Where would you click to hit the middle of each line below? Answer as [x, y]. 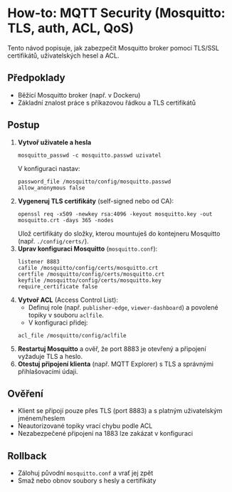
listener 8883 [38, 261]
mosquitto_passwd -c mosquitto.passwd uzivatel [89, 155]
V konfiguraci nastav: [49, 168]
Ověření [26, 393]
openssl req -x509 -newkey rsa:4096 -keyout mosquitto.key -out [115, 214]
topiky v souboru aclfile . [66, 315]
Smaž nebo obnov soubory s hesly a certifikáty [87, 481]
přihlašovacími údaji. [48, 371]
